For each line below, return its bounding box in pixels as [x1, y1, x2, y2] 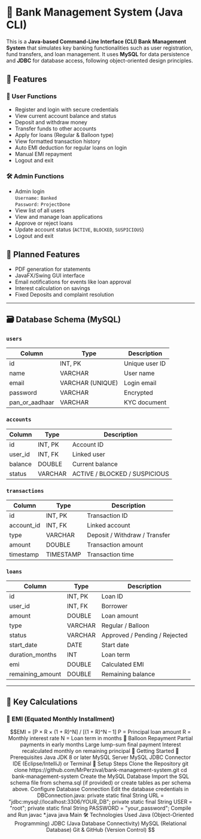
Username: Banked [14, 195, 57, 201]
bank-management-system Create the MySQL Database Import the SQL [11, 773, 190, 780]
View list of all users [14, 206, 65, 214]
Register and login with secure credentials [14, 106, 118, 113]
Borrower [101, 602, 128, 611]
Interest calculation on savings [14, 284, 91, 292]
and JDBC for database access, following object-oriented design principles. [6, 57, 193, 64]
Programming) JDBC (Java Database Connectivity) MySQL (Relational [14, 820, 187, 827]
